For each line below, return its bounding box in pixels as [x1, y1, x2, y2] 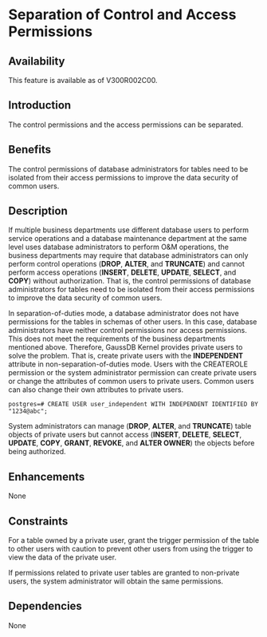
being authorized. [8, 447, 66, 457]
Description [8, 204, 68, 218]
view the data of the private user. [8, 552, 117, 562]
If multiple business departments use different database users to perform [8, 225, 249, 235]
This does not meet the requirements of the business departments [8, 334, 226, 344]
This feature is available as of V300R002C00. [8, 76, 158, 85]
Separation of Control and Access [8, 6, 237, 24]
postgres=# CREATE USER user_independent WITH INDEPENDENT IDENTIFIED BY [8, 401, 259, 409]
